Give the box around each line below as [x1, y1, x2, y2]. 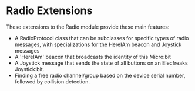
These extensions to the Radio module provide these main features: [6, 23, 170, 30]
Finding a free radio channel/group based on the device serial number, [14, 72, 186, 79]
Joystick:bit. [14, 65, 45, 72]
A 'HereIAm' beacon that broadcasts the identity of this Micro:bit [14, 53, 172, 60]
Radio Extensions [6, 4, 93, 17]
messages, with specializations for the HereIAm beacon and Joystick [14, 41, 182, 48]
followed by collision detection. [14, 78, 90, 85]
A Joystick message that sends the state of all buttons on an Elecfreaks [14, 60, 188, 66]
